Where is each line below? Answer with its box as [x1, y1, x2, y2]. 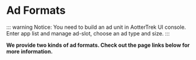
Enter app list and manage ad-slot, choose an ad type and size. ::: [6, 29, 170, 37]
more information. [6, 47, 53, 55]
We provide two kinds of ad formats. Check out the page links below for [6, 41, 190, 49]
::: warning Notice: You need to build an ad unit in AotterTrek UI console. [6, 23, 186, 31]
